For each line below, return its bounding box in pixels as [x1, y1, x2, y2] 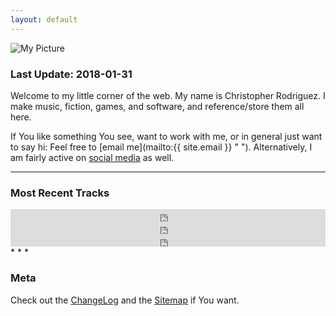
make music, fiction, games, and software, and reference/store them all [10, 100, 305, 112]
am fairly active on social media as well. [10, 151, 175, 163]
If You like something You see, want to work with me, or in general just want [10, 130, 323, 142]
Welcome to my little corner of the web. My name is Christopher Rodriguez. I [10, 89, 326, 101]
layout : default [10, 14, 78, 25]
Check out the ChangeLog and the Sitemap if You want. [10, 294, 240, 306]
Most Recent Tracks [10, 186, 110, 200]
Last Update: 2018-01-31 [10, 67, 133, 81]
